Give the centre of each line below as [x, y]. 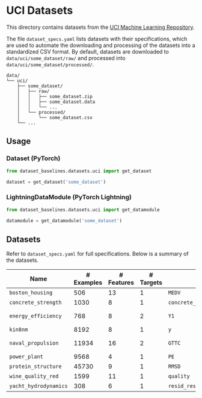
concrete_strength [35, 303]
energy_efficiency [35, 316]
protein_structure [35, 367]
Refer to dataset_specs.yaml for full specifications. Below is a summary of [98, 254]
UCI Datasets [40, 11]
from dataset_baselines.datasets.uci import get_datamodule [83, 210]
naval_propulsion [34, 343]
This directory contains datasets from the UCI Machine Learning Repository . [100, 27]
